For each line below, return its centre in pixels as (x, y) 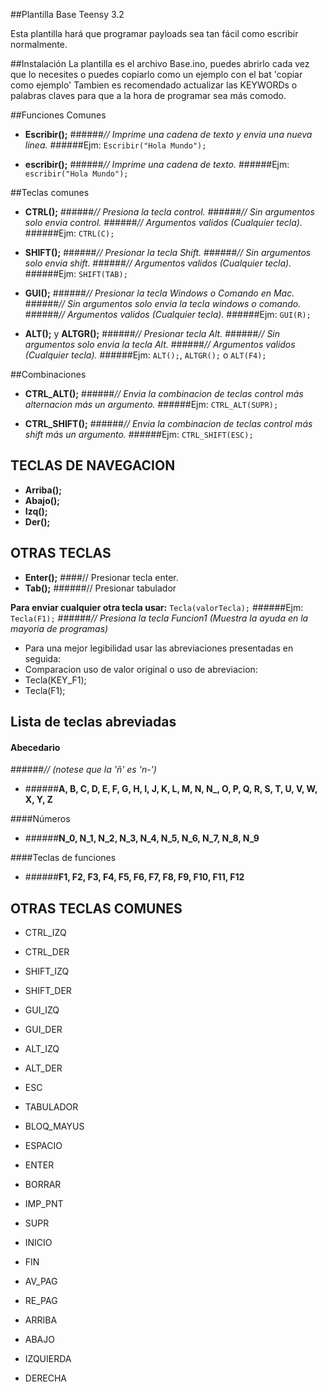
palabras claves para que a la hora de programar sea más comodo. (148, 95)
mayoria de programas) (59, 628)
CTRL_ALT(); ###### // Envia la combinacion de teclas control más (164, 393)
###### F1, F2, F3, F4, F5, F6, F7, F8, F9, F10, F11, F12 (134, 877)
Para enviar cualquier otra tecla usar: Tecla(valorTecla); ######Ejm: (157, 607)
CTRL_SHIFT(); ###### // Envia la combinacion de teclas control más (168, 423)
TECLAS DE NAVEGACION (93, 465)
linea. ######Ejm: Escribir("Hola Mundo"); (115, 145)
